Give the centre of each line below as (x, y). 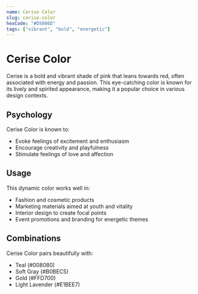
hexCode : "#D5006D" (31, 23)
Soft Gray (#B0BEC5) (42, 271)
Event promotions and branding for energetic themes (82, 219)
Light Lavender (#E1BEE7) (48, 284)
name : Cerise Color (31, 12)
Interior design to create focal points (61, 213)
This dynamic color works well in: (48, 188)
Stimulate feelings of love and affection (64, 154)
